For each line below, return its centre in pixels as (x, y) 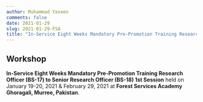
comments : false (27, 18)
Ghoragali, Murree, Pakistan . (43, 92)
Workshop (26, 59)
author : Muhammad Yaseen (37, 12)
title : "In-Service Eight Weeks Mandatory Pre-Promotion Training (92, 34)
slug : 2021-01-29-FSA (34, 29)
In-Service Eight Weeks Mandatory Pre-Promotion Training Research (95, 73)
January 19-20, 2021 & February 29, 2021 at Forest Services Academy (94, 86)
